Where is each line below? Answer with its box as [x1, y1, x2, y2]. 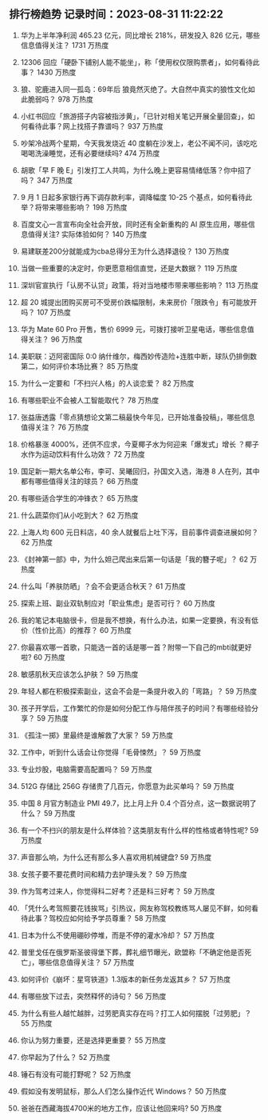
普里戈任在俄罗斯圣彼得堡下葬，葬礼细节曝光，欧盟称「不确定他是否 [20, 947, 245, 957]
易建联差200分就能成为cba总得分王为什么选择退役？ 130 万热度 [20, 246, 230, 256]
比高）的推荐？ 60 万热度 [48, 625, 132, 634]
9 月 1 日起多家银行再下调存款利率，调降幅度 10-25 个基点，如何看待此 [20, 192, 253, 202]
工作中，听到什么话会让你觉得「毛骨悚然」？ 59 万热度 [20, 747, 202, 757]
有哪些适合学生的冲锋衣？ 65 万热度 [20, 493, 139, 502]
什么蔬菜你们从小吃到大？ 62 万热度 [20, 510, 139, 520]
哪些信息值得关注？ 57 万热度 [37, 957, 135, 966]
